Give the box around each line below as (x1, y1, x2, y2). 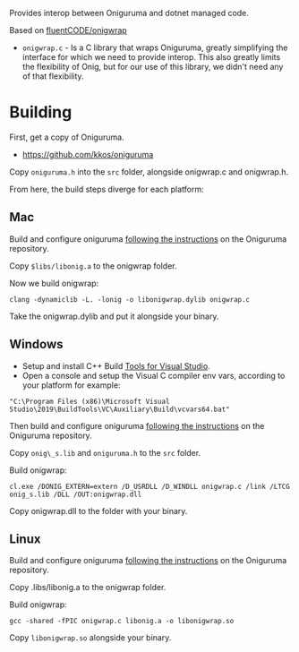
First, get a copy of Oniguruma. (9, 132, 124, 142)
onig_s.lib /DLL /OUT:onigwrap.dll (9, 490, 142, 499)
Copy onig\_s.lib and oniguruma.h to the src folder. (9, 447, 201, 458)
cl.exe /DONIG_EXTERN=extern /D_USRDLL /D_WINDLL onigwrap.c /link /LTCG (9, 482, 291, 491)
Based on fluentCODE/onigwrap (9, 25, 127, 35)
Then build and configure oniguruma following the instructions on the (9, 420, 265, 431)
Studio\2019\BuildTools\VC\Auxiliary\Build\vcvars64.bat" (9, 405, 230, 414)
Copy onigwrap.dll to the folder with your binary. (9, 505, 188, 516)
